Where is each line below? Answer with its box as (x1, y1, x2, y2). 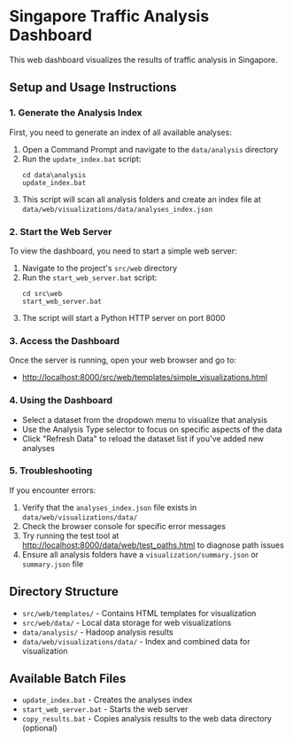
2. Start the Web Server (9, 225, 112, 238)
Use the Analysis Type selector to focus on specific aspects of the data (21, 424, 283, 434)
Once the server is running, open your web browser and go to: (9, 355, 237, 365)
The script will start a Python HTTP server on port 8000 (21, 312, 226, 323)
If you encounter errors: (9, 485, 96, 496)
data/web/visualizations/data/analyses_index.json (21, 205, 213, 214)
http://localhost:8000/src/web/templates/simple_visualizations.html (21, 372, 268, 383)
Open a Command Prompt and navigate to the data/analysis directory (21, 144, 279, 154)
